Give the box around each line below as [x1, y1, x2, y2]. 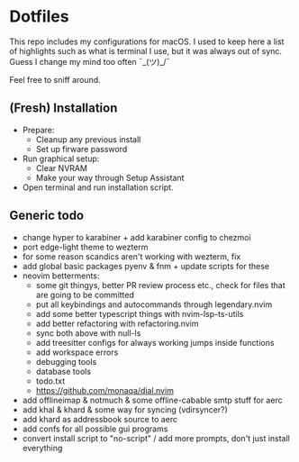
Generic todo [9, 208, 84, 223]
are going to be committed [35, 289, 135, 300]
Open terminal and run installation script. [22, 182, 174, 193]
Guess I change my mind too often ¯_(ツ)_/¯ [9, 56, 171, 67]
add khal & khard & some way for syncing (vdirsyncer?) [22, 403, 228, 415]
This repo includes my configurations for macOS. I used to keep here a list [9, 36, 285, 47]
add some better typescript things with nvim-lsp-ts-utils [35, 308, 244, 319]
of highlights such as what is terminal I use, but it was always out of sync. [9, 45, 282, 56]
